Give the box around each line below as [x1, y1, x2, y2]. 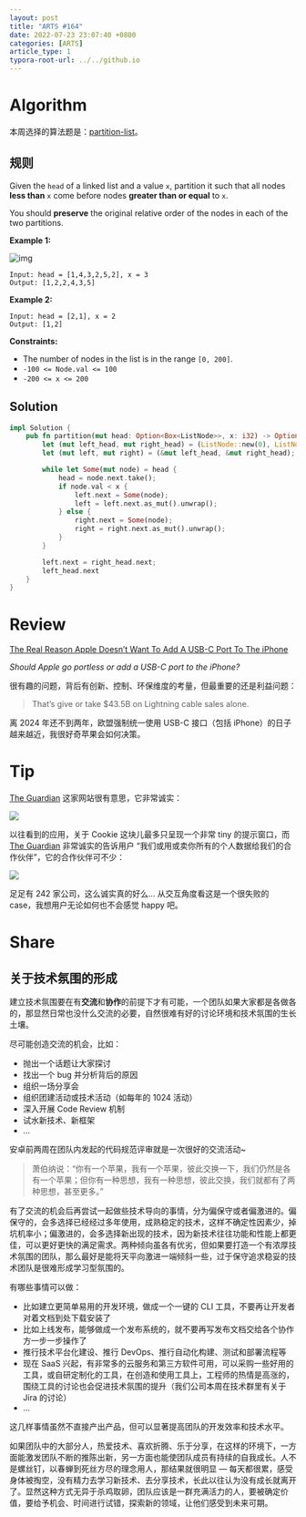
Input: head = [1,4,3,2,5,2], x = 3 [9, 270, 148, 279]
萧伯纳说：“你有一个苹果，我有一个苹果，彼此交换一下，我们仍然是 [31, 1163, 283, 1174]
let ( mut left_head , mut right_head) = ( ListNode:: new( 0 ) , [42, 440, 271, 449]
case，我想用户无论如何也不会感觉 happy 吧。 [9, 899, 184, 911]
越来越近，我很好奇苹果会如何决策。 [9, 729, 146, 740]
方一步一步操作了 [22, 1336, 87, 1347]
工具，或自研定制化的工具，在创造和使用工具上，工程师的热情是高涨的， [22, 1369, 294, 1380]
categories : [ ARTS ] [9, 38, 84, 48]
